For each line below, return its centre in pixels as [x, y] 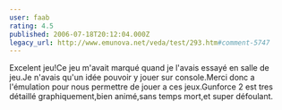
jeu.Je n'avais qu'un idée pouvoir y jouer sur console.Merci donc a [132, 78]
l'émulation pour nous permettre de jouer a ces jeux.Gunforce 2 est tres [141, 87]
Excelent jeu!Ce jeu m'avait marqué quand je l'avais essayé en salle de [140, 68]
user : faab [30, 17]
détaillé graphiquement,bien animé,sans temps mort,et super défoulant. [141, 97]
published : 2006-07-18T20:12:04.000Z [80, 34]
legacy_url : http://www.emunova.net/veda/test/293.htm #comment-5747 [140, 42]
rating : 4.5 [31, 26]
